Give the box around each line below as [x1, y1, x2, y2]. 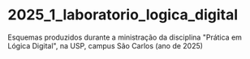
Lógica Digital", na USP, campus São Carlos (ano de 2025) [7, 40, 204, 50]
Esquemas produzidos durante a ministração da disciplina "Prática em [7, 32, 243, 42]
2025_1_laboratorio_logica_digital [7, 6, 239, 24]
